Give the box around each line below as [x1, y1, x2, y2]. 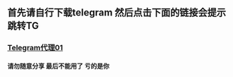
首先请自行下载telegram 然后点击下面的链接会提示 [7, 6, 227, 19]
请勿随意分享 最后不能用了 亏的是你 [7, 61, 109, 70]
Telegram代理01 [7, 43, 64, 53]
